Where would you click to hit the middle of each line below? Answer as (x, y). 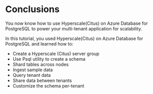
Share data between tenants (42, 80)
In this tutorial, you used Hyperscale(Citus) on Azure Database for (74, 38)
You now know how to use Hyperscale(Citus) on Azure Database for (77, 23)
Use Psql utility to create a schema (49, 59)
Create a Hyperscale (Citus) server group (56, 54)
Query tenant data (32, 75)
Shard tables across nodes (41, 64)
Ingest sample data (33, 70)
